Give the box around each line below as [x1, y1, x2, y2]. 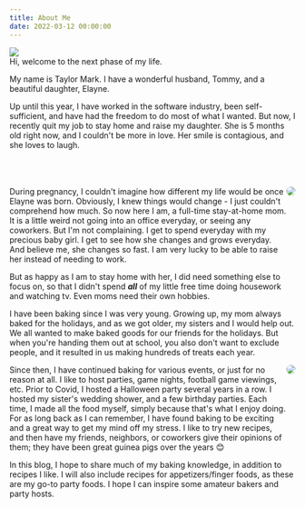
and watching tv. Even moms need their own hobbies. [9, 290, 211, 301]
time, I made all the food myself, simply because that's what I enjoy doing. [9, 403, 286, 413]
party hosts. [9, 488, 54, 499]
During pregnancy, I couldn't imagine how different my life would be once [9, 185, 284, 196]
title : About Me [9, 13, 71, 23]
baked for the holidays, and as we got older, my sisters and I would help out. [9, 317, 295, 328]
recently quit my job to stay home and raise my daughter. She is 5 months [9, 120, 285, 131]
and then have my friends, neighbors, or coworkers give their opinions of [9, 432, 282, 443]
